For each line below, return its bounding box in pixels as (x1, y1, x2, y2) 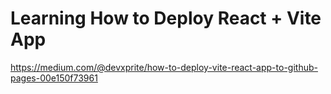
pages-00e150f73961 (10, 72, 98, 84)
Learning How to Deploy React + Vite (10, 7, 322, 30)
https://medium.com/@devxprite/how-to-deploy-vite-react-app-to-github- (10, 61, 318, 73)
